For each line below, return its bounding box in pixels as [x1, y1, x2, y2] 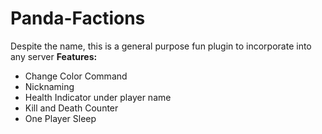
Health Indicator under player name [24, 91, 172, 103]
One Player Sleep [24, 112, 97, 124]
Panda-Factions [10, 7, 146, 30]
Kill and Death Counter [24, 102, 119, 114]
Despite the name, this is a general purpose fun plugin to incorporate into [10, 40, 312, 52]
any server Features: [10, 50, 98, 62]
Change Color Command [24, 70, 128, 82]
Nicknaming [24, 80, 75, 92]
